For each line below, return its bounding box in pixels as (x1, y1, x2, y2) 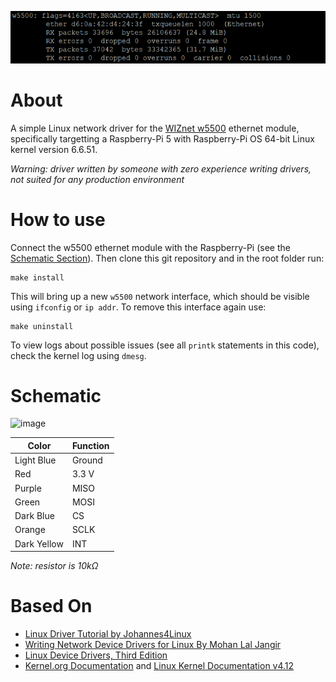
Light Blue (14, 454, 57, 466)
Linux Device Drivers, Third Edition (24, 649, 168, 661)
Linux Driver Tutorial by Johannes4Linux (24, 628, 192, 640)
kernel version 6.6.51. (10, 143, 98, 155)
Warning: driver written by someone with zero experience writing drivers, (10, 162, 312, 175)
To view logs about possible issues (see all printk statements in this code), (10, 339, 320, 351)
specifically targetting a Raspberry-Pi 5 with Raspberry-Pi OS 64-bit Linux (10, 132, 315, 145)
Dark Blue (14, 510, 55, 522)
